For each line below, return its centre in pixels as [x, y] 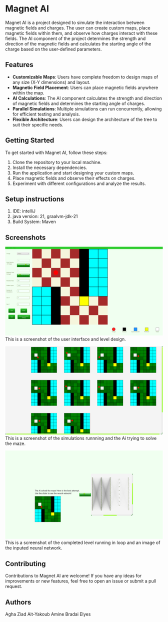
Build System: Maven [34, 222]
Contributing [25, 564]
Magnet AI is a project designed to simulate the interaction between [75, 22]
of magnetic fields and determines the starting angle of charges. [79, 103]
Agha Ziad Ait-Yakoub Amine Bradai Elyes [48, 614]
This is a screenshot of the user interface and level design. [65, 339]
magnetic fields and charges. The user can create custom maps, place [78, 27]
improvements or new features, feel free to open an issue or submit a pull [81, 581]
